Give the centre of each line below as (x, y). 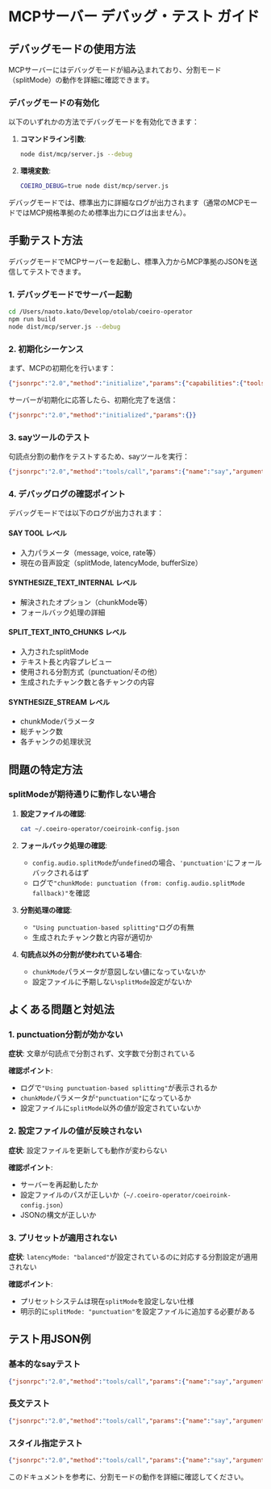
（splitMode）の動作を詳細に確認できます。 (81, 80)
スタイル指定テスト (46, 1443)
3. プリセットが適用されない (63, 1238)
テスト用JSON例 (50, 1339)
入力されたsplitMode (54, 652)
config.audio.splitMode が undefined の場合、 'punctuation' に (133, 862)
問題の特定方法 (46, 769)
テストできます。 (58, 271)
